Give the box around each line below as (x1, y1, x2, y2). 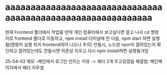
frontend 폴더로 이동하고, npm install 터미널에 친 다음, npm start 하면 (14, 35, 151, 41)
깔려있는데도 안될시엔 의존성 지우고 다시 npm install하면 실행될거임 (18, 48, 149, 54)
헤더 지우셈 (22, 64, 44, 71)
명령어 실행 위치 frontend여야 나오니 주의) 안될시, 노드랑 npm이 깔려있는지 (10, 41, 156, 47)
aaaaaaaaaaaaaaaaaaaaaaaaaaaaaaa (5, 1, 163, 13)
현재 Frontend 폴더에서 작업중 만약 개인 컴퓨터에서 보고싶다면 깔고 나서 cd (5, 29, 150, 35)
